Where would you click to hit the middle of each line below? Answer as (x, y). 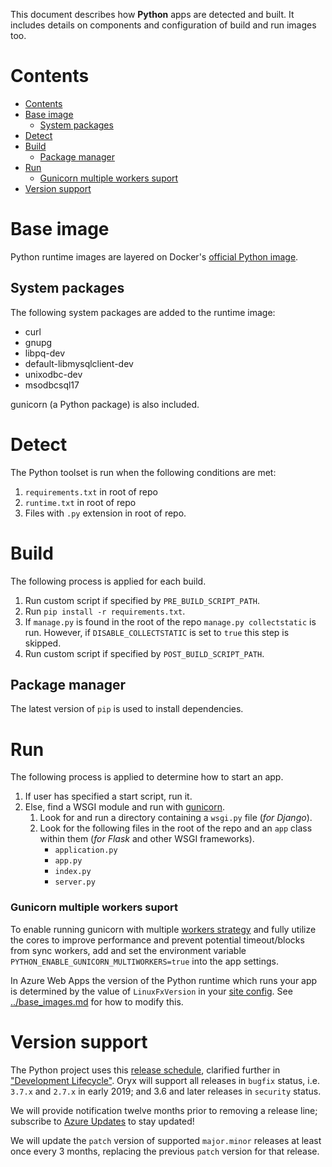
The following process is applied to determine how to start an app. (147, 777)
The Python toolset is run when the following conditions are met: (143, 472)
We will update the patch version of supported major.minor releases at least (166, 1140)
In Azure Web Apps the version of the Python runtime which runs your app (164, 980)
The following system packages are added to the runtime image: (143, 312)
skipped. (43, 643)
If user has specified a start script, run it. (108, 796)
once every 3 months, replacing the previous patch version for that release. (165, 1151)
